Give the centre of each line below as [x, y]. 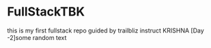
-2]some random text [37, 37]
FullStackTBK [46, 12]
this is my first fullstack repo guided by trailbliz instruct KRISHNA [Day [106, 30]
